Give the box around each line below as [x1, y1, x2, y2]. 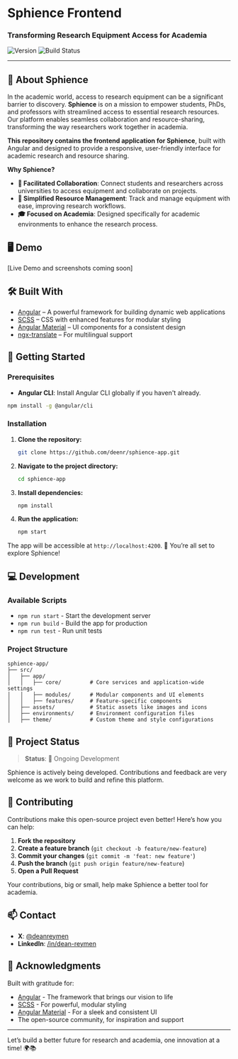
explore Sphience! [7, 549, 60, 558]
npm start [17, 528, 47, 536]
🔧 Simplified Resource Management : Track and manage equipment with [17, 194, 230, 203]
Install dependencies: [17, 488, 84, 496]
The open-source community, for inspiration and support [17, 1015, 184, 1023]
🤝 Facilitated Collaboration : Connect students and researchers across [17, 179, 224, 188]
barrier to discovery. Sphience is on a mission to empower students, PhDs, [7, 100, 226, 109]
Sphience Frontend [7, 5, 122, 21]
